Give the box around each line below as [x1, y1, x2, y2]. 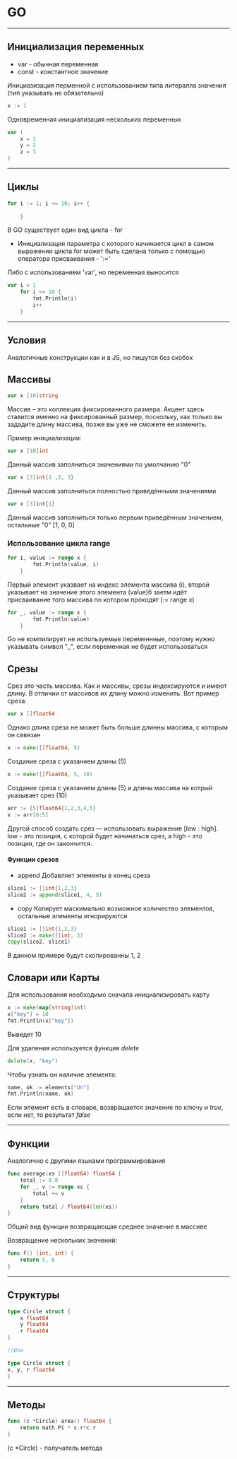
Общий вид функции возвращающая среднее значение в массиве [7, 1222, 207, 1231]
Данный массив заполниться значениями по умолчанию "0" [7, 460, 191, 469]
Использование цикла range [7, 538, 111, 548]
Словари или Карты [7, 971, 100, 983]
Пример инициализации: [7, 434, 83, 443]
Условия [7, 334, 47, 346]
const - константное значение [17, 67, 109, 76]
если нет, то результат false [7, 1111, 91, 1119]
